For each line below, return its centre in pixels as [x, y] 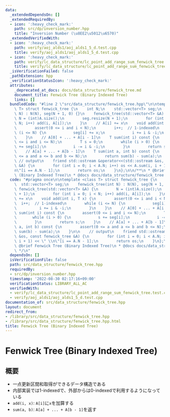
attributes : [23, 85]
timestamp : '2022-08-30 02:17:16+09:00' [53, 279]
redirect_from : [21, 312]
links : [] [25, 99]
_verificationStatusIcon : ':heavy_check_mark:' [61, 81]
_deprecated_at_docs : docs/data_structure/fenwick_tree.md [78, 90]
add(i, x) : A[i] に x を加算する [43, 403]
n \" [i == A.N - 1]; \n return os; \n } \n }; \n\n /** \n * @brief [90, 170]
